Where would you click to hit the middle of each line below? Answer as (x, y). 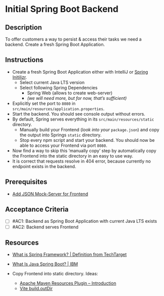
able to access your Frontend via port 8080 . (63, 145)
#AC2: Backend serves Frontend (45, 227)
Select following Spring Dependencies (59, 87)
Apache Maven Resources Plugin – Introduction (68, 283)
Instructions (24, 60)
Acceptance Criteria (37, 209)
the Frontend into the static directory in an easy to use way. (73, 156)
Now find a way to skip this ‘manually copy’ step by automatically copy (84, 150)
